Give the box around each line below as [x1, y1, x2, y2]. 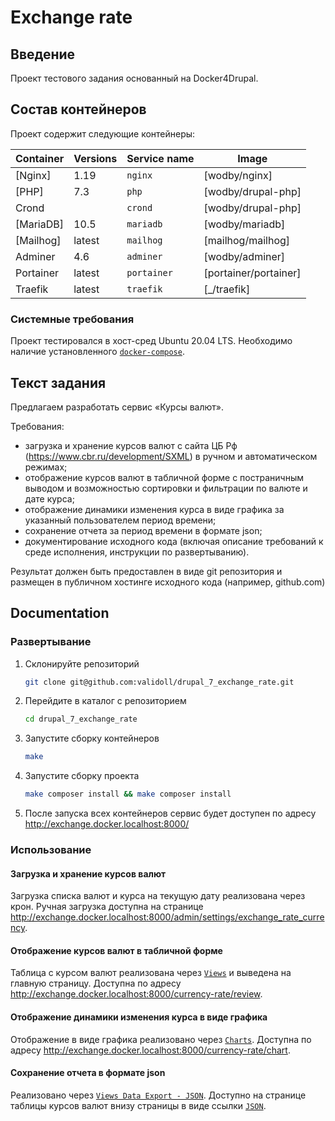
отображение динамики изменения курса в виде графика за [24, 503, 285, 515]
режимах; [24, 461, 68, 473]
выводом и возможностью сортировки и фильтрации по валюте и [24, 482, 308, 494]
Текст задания [10, 374, 107, 391]
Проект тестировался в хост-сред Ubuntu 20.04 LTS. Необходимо [10, 335, 293, 347]
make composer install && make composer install [24, 789, 232, 800]
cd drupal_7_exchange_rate [24, 714, 138, 725]
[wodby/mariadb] [203, 217, 286, 231]
